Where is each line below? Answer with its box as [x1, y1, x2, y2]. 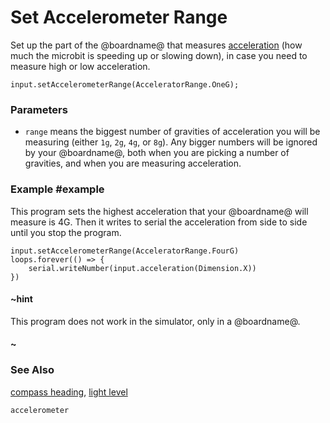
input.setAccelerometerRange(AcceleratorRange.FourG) [10, 246, 240, 256]
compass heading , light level [10, 386, 128, 398]
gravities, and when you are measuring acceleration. [24, 157, 242, 170]
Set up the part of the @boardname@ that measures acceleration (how [10, 39, 303, 51]
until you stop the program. [10, 226, 122, 238]
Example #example [10, 182, 105, 196]
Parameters [10, 102, 68, 116]
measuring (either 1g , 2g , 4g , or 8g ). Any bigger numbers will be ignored [24, 136, 318, 148]
